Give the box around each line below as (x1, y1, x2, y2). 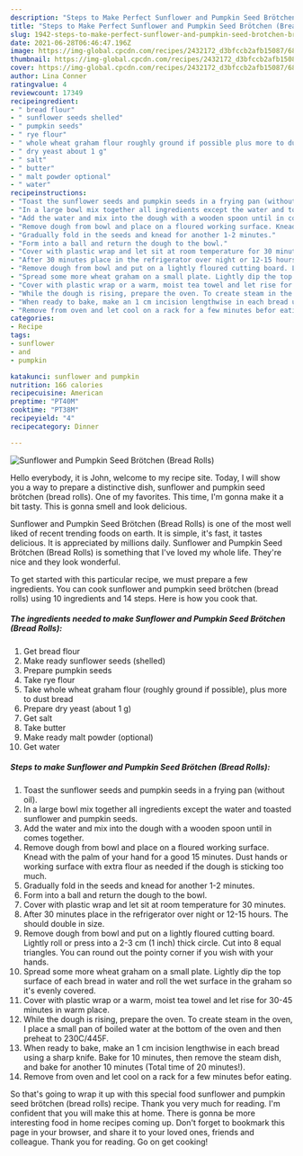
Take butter (22, 722, 67, 733)
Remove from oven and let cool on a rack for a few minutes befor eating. (22, 1071, 292, 1081)
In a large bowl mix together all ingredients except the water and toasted (22, 804, 291, 814)
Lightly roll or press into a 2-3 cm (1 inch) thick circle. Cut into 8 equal (22, 937, 281, 948)
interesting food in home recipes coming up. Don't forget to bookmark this (10, 1116, 286, 1128)
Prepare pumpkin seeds (22, 664, 112, 675)
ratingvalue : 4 (10, 80, 67, 89)
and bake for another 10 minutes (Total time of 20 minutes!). (22, 1062, 246, 1072)
